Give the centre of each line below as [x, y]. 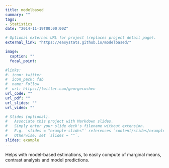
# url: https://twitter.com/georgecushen [50, 89]
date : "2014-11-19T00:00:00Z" [37, 29]
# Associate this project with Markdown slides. [59, 122]
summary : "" [18, 15]
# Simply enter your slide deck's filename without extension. [75, 126]
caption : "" [22, 56]
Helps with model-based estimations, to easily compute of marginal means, [83, 154]
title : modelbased [24, 10]
